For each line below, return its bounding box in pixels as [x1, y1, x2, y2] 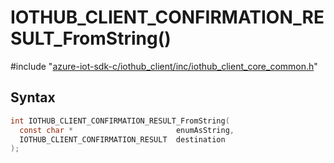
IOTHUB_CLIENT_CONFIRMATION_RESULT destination [19, 134, 226, 145]
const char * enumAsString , [19, 125, 235, 135]
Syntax [10, 89, 56, 106]
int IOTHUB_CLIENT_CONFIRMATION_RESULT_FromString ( [10, 116, 230, 126]
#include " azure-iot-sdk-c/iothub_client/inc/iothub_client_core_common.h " [10, 60, 318, 72]
